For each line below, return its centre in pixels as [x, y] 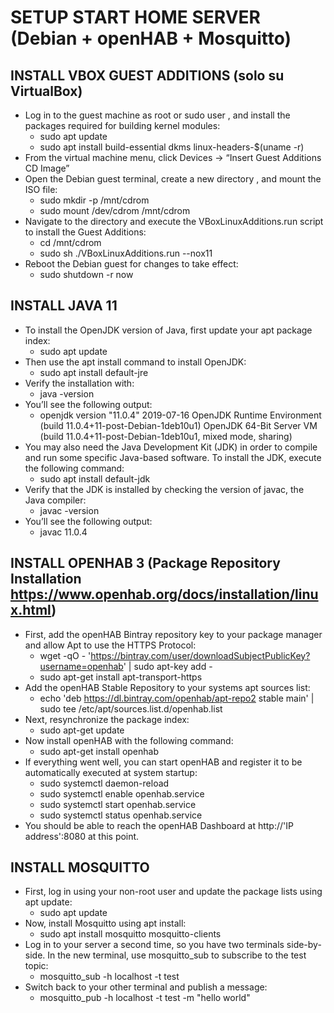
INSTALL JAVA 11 [64, 306]
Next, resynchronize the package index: [107, 719]
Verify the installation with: [79, 383]
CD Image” [47, 168]
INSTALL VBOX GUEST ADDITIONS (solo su [147, 75]
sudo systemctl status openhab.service [121, 815]
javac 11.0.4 [63, 532]
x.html [31, 610]
